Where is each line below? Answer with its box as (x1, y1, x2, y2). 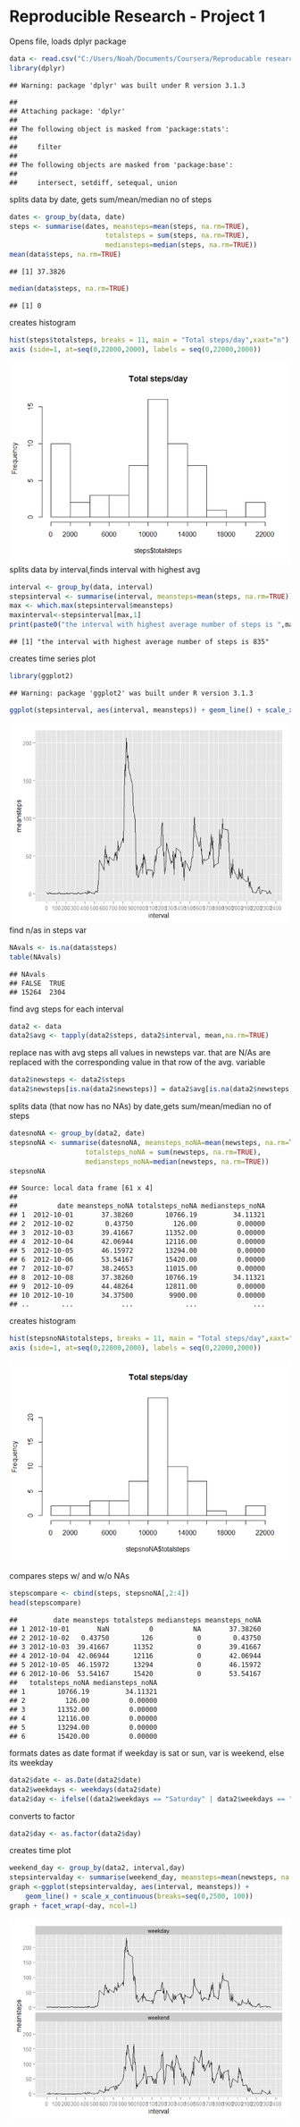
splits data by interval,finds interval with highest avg (9, 564, 201, 574)
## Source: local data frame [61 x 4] (9, 1183, 154, 1193)
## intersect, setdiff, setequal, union (9, 178, 178, 187)
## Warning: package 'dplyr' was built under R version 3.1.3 (9, 81, 246, 90)
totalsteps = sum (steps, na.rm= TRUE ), (104, 231, 250, 241)
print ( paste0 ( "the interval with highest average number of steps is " (9, 620, 281, 630)
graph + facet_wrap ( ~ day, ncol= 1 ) (9, 1901, 138, 1911)
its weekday (9, 1757, 54, 1767)
